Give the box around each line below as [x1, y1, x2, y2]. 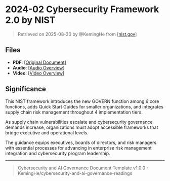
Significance [5, 85, 47, 93]
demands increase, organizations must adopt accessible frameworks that [5, 124, 158, 130]
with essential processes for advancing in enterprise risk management [5, 144, 152, 151]
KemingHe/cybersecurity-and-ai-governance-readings [17, 170, 133, 176]
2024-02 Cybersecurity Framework [5, 4, 159, 15]
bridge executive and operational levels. [5, 129, 89, 135]
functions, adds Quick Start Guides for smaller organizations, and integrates [5, 103, 163, 110]
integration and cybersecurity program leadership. [5, 150, 110, 156]
